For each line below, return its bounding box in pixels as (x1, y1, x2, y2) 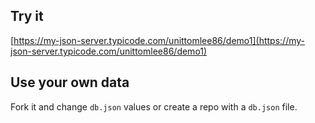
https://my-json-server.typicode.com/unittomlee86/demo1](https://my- (13, 34, 305, 46)
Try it (10, 8, 44, 25)
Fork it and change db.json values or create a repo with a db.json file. (10, 100, 298, 113)
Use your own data (10, 74, 130, 91)
